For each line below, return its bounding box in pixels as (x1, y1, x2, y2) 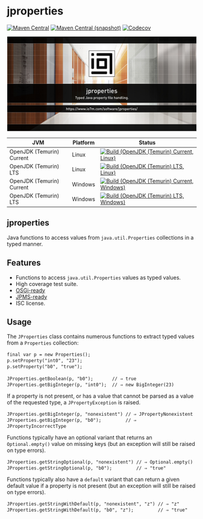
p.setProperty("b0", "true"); (7, 364, 83, 370)
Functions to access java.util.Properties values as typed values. (15, 273, 181, 281)
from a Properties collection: (7, 339, 79, 346)
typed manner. (7, 240, 43, 247)
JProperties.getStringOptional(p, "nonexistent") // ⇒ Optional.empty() (7, 459, 193, 465)
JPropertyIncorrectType (7, 424, 67, 430)
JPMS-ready (15, 293, 48, 300)
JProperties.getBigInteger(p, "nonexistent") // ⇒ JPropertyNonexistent (7, 412, 193, 418)
